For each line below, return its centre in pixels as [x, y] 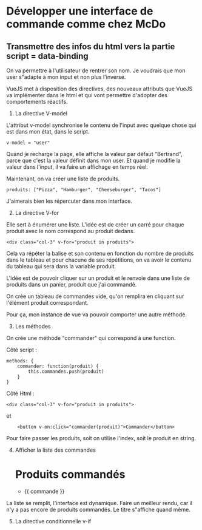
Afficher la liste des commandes [55, 450]
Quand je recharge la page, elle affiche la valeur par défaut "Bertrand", [95, 154]
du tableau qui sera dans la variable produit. [61, 266]
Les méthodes [33, 326]
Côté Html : [20, 393]
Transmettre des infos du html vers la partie [91, 46]
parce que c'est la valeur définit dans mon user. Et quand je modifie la [93, 160]
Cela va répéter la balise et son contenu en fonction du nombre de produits [100, 253]
